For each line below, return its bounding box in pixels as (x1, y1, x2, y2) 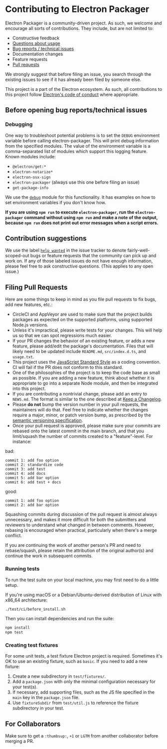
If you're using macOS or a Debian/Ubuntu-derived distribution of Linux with (5, 592, 162, 598)
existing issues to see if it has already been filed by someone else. (5, 76, 142, 82)
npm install (5, 625, 30, 630)
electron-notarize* (12, 169, 53, 174)
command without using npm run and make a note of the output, (24, 214, 158, 220)
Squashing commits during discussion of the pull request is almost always (5, 511, 157, 517)
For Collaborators (5, 720, 61, 728)
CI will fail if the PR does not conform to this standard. (12, 365, 123, 371)
